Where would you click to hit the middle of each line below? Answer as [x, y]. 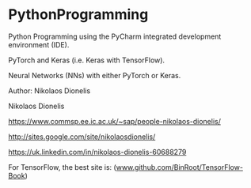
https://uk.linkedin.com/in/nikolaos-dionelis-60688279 [97, 152]
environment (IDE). [39, 44]
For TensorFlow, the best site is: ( [62, 167]
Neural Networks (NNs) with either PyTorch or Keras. [95, 75]
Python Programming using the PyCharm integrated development [115, 36]
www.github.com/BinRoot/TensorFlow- [180, 167]
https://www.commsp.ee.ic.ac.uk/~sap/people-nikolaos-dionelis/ [115, 121]
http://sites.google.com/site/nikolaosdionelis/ [82, 137]
